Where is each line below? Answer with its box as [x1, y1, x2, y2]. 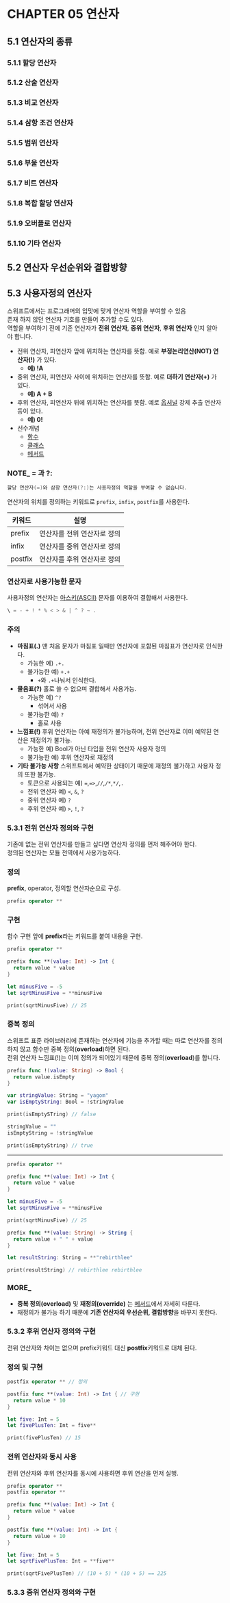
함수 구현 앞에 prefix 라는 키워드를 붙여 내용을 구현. [7, 932, 143, 940]
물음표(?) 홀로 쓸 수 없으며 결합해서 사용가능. [16, 684, 137, 692]
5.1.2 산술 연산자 [7, 78, 59, 88]
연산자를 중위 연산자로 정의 [39, 542, 121, 551]
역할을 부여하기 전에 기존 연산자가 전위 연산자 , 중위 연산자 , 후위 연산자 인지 [7, 324, 205, 332]
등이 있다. [16, 407, 43, 415]
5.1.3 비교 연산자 [7, 98, 59, 108]
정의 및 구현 [7, 1362, 43, 1372]
